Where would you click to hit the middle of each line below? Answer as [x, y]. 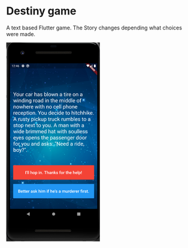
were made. [21, 34]
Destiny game [41, 11]
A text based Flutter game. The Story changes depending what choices [94, 28]
